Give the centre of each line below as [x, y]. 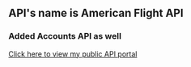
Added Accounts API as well [65, 36]
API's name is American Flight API [96, 13]
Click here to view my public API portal [73, 54]
